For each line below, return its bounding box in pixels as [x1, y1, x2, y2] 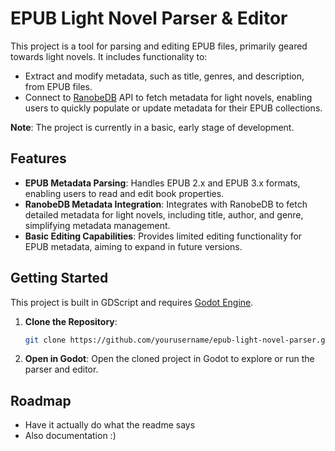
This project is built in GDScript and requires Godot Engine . [10, 296, 254, 308]
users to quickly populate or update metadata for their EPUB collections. [24, 102, 323, 114]
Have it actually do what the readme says [24, 419, 196, 431]
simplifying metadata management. [24, 219, 171, 231]
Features [10, 150, 67, 167]
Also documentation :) [24, 430, 117, 442]
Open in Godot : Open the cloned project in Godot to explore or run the [24, 353, 315, 365]
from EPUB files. [24, 80, 93, 92]
